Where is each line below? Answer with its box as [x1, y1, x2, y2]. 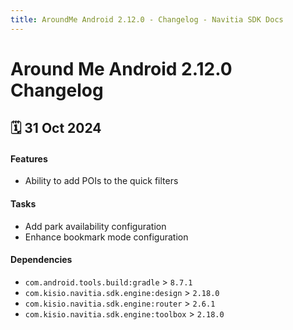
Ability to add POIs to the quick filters [24, 175, 179, 187]
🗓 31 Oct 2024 [10, 120, 102, 137]
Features [10, 152, 48, 165]
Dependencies [10, 254, 73, 266]
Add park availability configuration [24, 220, 167, 232]
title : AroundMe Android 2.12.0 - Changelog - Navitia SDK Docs [10, 14, 284, 25]
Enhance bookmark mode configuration [24, 231, 189, 243]
